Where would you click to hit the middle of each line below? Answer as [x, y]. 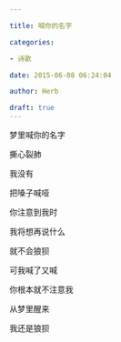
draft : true [32, 108]
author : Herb [34, 92]
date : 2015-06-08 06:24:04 [60, 75]
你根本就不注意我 [41, 289]
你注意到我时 [33, 212]
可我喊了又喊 [33, 270]
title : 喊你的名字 [41, 25]
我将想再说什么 [37, 231]
